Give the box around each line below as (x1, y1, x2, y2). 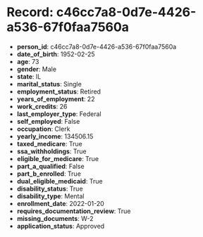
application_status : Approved (16, 222, 105, 230)
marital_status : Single (16, 79, 82, 88)
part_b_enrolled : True (16, 169, 82, 178)
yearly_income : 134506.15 (16, 132, 94, 141)
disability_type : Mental (16, 191, 85, 200)
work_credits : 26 (16, 102, 68, 110)
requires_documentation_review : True (16, 207, 131, 215)
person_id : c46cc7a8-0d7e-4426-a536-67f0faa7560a (16, 42, 177, 51)
